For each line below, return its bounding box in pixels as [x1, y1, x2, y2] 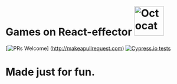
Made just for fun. [5, 65, 95, 79]
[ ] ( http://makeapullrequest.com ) [5, 45, 124, 52]
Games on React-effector [5, 25, 132, 39]
